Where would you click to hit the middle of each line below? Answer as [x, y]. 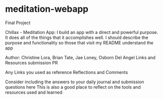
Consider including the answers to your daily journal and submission [75, 82]
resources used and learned [34, 92]
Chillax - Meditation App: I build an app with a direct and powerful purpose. [81, 32]
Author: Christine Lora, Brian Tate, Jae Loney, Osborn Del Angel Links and [80, 57]
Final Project [18, 23]
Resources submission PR [32, 63]
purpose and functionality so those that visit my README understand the [79, 42]
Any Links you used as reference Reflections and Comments [67, 72]
